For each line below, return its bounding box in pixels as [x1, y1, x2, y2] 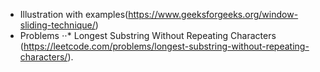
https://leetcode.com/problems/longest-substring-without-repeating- [23, 40, 310, 52]
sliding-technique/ [19, 19, 96, 31]
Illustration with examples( [19, 9, 129, 20]
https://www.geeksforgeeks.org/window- [128, 9, 299, 20]
